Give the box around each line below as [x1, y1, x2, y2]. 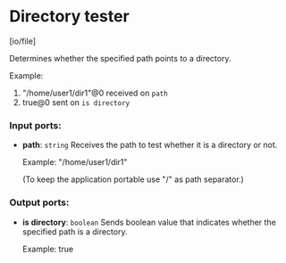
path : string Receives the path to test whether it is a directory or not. [21, 140, 278, 151]
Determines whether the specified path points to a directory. [9, 53, 231, 63]
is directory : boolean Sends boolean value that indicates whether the [21, 217, 277, 227]
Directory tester [9, 6, 130, 27]
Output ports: [9, 196, 70, 209]
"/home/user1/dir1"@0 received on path [21, 87, 168, 98]
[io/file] [9, 36, 37, 46]
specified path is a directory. [21, 226, 128, 237]
